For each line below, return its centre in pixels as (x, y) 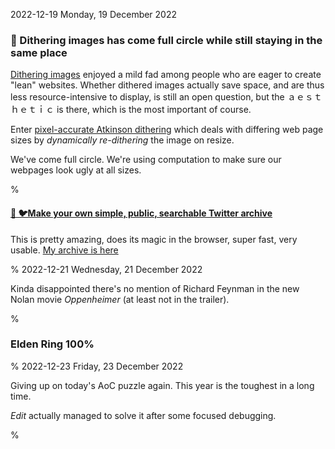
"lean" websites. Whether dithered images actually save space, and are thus (167, 85)
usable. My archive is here (64, 250)
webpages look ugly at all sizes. (76, 170)
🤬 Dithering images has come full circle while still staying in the (166, 40)
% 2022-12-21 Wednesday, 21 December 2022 (106, 269)
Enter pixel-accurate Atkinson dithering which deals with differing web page (167, 130)
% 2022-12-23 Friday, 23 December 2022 (97, 366)
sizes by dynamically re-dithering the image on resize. (122, 140)
